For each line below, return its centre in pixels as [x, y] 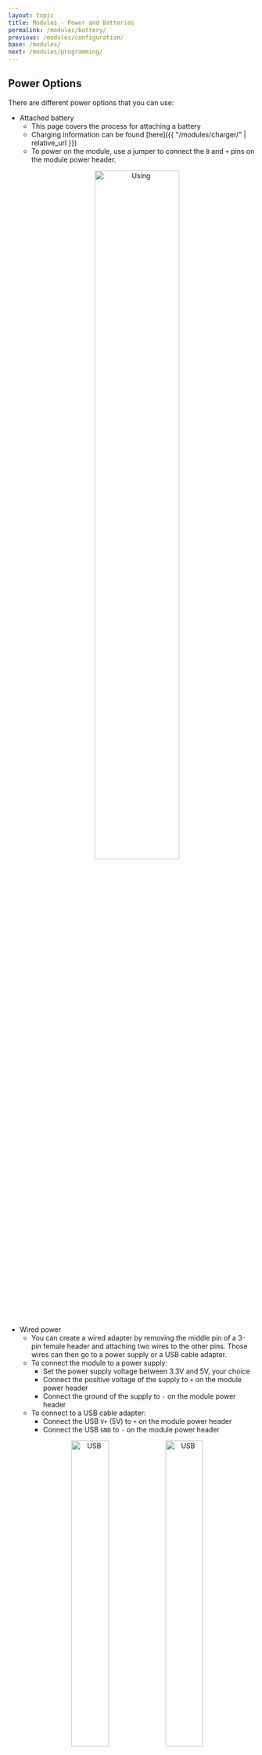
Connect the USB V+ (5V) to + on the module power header [137, 1421]
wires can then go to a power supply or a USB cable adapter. [129, 1354]
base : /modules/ [34, 45]
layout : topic [31, 15]
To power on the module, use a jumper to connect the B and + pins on [143, 151]
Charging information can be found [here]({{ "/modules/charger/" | [138, 134]
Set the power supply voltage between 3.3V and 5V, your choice [146, 1371]
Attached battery [47, 118]
